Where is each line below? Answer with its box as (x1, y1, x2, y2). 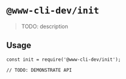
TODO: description (21, 22, 69, 30)
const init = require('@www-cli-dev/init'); (6, 57, 121, 63)
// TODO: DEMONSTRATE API (6, 67, 72, 73)
